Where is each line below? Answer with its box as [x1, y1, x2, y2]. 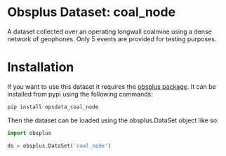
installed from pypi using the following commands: [7, 90, 153, 98]
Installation [7, 59, 74, 76]
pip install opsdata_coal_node [7, 103, 99, 111]
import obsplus [7, 129, 52, 136]
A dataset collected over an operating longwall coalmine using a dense [7, 27, 212, 36]
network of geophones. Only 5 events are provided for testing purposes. [7, 34, 217, 43]
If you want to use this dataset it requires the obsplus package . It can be [7, 82, 216, 91]
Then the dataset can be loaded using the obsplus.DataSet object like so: [7, 116, 219, 125]
